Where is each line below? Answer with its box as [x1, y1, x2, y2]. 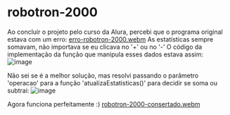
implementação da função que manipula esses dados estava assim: [7, 50, 204, 59]
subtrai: [7, 86, 30, 95]
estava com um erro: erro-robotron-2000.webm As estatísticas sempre [7, 35, 213, 43]
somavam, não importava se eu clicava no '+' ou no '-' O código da [7, 42, 203, 51]
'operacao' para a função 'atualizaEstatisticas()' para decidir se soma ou [7, 78, 218, 87]
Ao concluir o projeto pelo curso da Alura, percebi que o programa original [7, 28, 223, 36]
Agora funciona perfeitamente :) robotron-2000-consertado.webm [7, 99, 200, 108]
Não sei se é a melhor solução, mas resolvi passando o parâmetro [7, 71, 199, 80]
